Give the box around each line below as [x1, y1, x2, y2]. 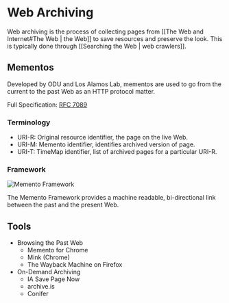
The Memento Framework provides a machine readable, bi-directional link [7, 194, 216, 202]
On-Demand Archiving [16, 268, 81, 276]
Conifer [27, 289, 49, 298]
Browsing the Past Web [16, 239, 84, 247]
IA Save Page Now [27, 275, 80, 283]
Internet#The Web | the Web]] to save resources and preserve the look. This [7, 34, 223, 42]
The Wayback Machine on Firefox [27, 261, 123, 269]
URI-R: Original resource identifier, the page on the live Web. [16, 133, 189, 142]
